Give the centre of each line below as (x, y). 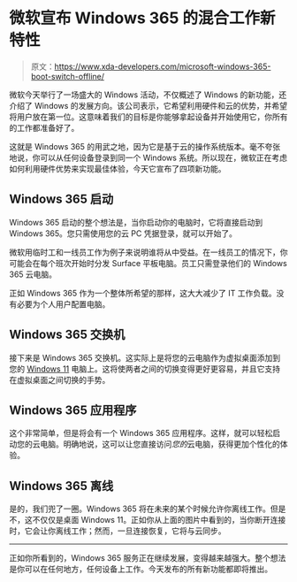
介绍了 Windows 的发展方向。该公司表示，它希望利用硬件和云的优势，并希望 (148, 105)
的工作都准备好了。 (44, 127)
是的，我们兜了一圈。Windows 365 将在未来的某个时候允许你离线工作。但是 (148, 509)
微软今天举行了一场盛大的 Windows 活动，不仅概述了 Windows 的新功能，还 (148, 95)
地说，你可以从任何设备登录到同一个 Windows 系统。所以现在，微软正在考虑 (148, 157)
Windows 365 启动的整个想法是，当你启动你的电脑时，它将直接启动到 (136, 222)
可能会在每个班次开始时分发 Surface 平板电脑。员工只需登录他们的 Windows (148, 263)
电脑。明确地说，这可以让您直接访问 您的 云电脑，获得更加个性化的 (160, 444)
